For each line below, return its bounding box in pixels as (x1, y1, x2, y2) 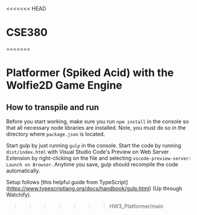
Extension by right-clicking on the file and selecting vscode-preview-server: (6, 154, 192, 162)
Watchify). (6, 191, 31, 198)
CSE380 (6, 26, 48, 39)
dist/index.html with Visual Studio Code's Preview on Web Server (6, 148, 169, 155)
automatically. (6, 167, 40, 174)
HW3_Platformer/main (109, 203, 164, 210)
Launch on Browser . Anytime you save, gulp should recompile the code (6, 161, 179, 168)
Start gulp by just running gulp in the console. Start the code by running (6, 142, 182, 149)
